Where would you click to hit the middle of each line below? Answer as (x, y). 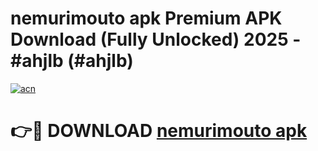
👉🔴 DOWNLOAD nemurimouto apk (159, 131)
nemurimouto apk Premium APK (146, 18)
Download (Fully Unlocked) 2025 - (156, 39)
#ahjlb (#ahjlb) (72, 61)
